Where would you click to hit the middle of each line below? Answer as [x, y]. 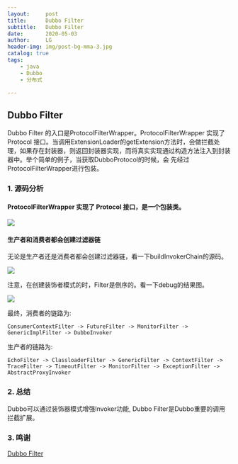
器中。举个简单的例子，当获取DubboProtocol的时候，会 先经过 [98, 159]
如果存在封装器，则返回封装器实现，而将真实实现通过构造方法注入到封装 [125, 151]
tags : [15, 60]
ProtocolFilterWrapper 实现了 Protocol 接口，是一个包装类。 [96, 207]
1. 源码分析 [25, 188]
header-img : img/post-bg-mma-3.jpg [60, 47]
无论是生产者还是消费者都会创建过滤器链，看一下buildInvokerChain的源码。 [118, 256]
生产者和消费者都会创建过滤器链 [54, 239]
